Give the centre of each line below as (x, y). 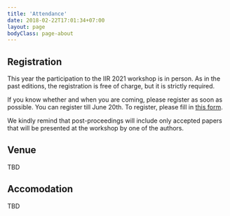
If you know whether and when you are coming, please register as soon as (115, 100)
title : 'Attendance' (38, 14)
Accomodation (40, 189)
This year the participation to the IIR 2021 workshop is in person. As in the (114, 79)
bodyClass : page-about (40, 33)
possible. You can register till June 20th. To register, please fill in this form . (115, 107)
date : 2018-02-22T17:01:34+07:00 (56, 20)
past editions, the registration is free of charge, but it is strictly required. (111, 86)
